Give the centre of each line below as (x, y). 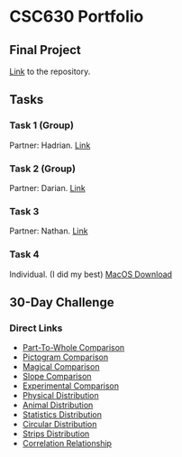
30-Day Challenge (62, 302)
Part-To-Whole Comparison (73, 348)
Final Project (45, 50)
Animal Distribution (58, 405)
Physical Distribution (60, 396)
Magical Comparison (61, 367)
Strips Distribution (56, 434)
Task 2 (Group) (43, 169)
